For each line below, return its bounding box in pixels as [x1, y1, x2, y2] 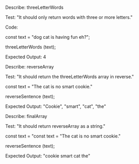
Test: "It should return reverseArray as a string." [5, 123, 105, 129]
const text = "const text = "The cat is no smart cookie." [5, 133, 121, 139]
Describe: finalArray [5, 113, 47, 119]
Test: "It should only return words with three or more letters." [5, 14, 133, 20]
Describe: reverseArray [5, 64, 54, 69]
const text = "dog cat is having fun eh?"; [5, 34, 90, 40]
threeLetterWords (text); [5, 44, 56, 50]
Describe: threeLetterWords [5, 5, 64, 10]
